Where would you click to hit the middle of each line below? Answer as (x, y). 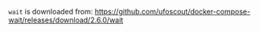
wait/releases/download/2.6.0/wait (66, 20)
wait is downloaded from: (51, 12)
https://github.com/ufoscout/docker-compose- (173, 12)
